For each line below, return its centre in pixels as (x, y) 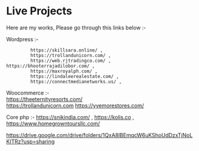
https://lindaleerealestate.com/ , (75, 76)
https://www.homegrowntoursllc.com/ (53, 123)
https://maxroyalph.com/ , (64, 71)
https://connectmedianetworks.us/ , (76, 81)
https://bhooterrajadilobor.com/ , (51, 66)
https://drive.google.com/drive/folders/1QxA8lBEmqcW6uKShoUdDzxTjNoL (99, 135)
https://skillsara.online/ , (67, 50)
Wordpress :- (22, 39)
